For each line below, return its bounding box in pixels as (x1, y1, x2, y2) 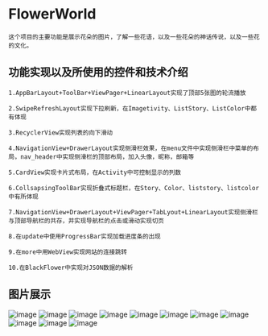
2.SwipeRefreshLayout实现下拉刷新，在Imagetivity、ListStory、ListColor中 (8, 104, 251, 113)
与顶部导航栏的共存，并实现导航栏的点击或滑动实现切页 (8, 217, 165, 225)
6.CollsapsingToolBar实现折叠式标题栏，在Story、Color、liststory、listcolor (8, 184, 260, 192)
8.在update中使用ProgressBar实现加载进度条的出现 (8, 232, 161, 240)
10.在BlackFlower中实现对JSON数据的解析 (8, 263, 134, 272)
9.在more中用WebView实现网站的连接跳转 (8, 247, 127, 256)
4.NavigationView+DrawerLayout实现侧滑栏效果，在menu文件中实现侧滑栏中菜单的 (8, 144, 254, 152)
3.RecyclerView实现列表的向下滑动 (8, 128, 113, 137)
